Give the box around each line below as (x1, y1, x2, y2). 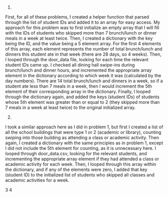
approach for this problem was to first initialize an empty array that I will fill (5, 25, 159, 31)
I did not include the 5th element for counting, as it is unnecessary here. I (5, 145, 156, 151)
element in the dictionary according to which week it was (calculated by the (5, 73, 161, 78)
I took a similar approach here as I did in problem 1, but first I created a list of (5, 124, 163, 130)
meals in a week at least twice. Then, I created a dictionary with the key (5, 35, 153, 41)
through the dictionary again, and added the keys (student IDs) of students (5, 94, 159, 100)
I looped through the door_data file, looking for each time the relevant (5, 57, 149, 62)
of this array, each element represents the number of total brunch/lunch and (5, 46, 162, 52)
